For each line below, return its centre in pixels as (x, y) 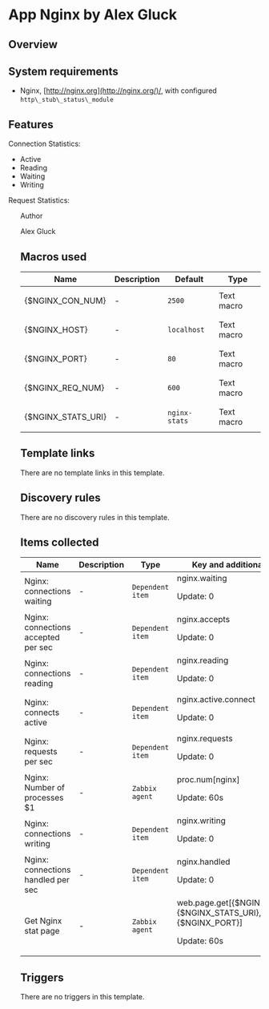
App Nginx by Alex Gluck (93, 15)
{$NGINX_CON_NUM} (65, 301)
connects (42, 712)
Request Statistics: (39, 200)
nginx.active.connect (216, 700)
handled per (47, 880)
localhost (187, 330)
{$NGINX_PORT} (56, 359)
